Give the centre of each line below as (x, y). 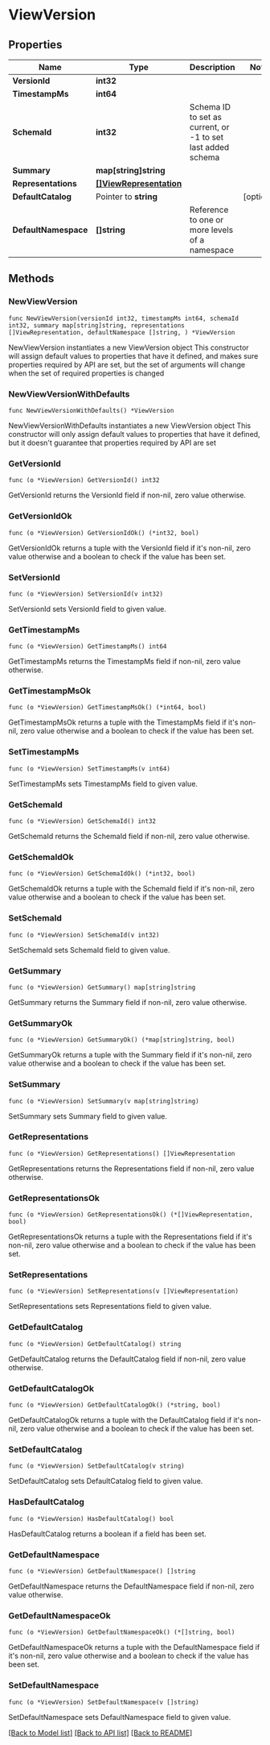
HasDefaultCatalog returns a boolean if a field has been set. (107, 1534)
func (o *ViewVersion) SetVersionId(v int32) (86, 594)
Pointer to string (127, 197)
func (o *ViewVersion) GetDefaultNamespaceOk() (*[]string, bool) (122, 1633)
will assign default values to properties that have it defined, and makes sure (133, 355)
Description (212, 67)
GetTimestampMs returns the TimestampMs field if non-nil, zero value (125, 662)
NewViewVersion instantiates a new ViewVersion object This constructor (129, 347)
